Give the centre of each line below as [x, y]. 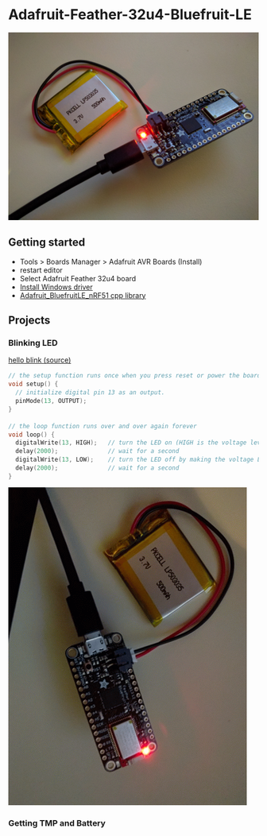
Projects [29, 321]
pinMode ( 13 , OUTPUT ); [51, 401]
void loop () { [32, 435]
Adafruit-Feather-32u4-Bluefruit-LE [130, 15]
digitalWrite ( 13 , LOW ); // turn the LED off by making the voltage [135, 460]
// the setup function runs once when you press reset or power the [124, 376]
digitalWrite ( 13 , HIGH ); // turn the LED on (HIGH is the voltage [131, 443]
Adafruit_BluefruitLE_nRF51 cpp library [83, 295]
